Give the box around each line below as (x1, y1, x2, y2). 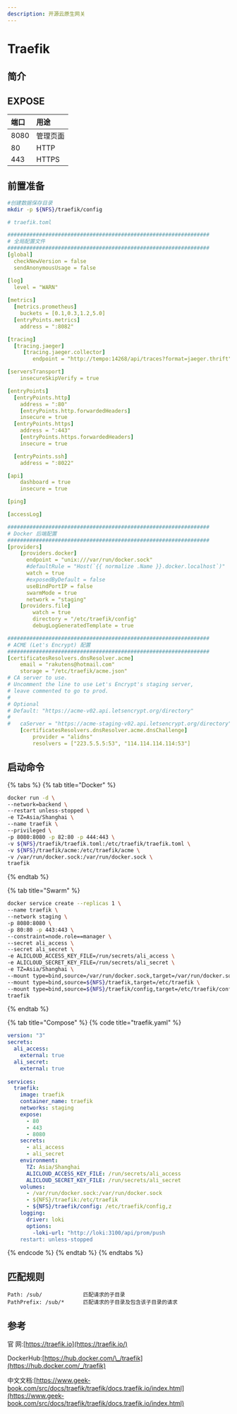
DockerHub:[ (7, 1354, 44, 1362)
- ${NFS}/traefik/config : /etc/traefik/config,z (25, 1203, 172, 1210)
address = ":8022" (20, 459, 74, 466)
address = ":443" (20, 427, 71, 435)
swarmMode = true (25, 589, 78, 596)
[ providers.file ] (20, 602, 71, 610)
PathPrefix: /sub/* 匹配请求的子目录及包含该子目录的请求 (7, 1299, 178, 1306)
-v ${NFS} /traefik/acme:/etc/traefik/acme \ (7, 847, 140, 854)
